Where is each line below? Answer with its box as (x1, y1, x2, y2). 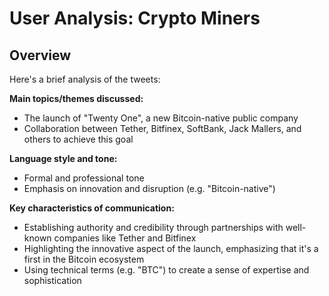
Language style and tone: (9, 153, 118, 164)
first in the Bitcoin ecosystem (23, 253, 145, 265)
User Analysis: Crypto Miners (9, 7, 261, 30)
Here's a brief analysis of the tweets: (9, 73, 161, 85)
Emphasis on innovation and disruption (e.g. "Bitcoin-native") (23, 183, 276, 194)
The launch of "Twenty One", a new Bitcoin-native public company (23, 112, 299, 124)
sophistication (23, 275, 82, 286)
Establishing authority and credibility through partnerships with (23, 222, 284, 233)
